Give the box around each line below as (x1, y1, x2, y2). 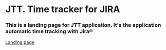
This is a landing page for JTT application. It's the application (5, 22, 161, 29)
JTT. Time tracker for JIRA (5, 4, 120, 15)
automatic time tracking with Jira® (5, 28, 93, 35)
